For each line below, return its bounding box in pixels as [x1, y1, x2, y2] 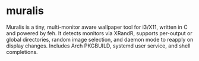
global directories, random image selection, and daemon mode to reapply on [6, 36, 194, 43]
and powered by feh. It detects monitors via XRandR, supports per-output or [6, 29, 192, 36]
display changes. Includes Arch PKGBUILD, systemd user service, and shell [6, 42, 191, 49]
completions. [6, 48, 38, 55]
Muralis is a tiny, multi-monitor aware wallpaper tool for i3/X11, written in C [6, 23, 188, 30]
